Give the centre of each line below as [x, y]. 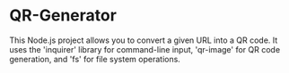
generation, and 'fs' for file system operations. [95, 59]
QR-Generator [63, 16]
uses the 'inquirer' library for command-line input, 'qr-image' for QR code [145, 49]
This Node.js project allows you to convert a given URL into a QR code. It [144, 40]
